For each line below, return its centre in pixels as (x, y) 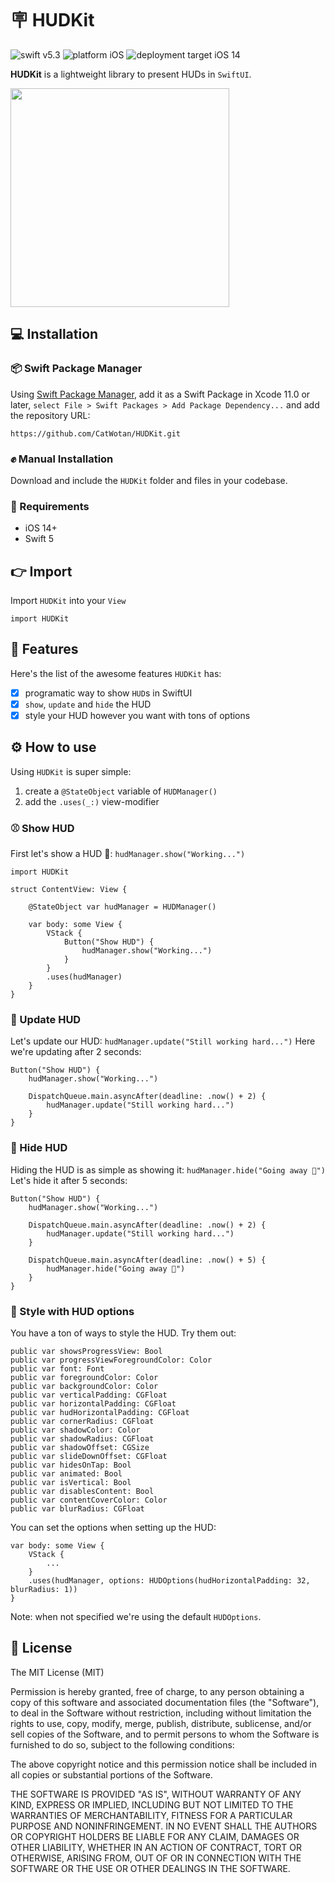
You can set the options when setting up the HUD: (113, 1528)
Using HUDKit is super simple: (71, 771)
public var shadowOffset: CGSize (80, 1448)
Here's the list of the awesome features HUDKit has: (116, 673)
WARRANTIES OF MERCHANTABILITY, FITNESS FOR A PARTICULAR (151, 1815)
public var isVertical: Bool (71, 1483)
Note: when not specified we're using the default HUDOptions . (136, 1617)
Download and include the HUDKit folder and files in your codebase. (149, 480)
